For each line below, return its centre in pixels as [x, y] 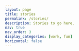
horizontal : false [24, 41]
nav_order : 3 [18, 32]
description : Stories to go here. [40, 23]
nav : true [15, 28]
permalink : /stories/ [27, 18]
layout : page [18, 9]
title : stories [20, 14]
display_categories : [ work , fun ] [39, 37]
